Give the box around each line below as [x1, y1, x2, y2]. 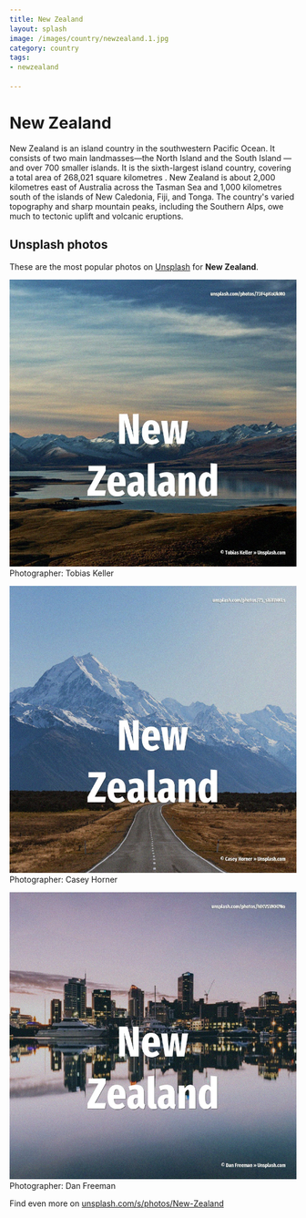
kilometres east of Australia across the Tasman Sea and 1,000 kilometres [9, 181, 282, 192]
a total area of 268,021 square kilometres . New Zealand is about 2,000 [9, 171, 276, 182]
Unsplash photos [9, 237, 108, 252]
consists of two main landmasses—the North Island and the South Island [9, 152, 282, 163]
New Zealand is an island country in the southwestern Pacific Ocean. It [9, 142, 276, 154]
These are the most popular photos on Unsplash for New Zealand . [9, 261, 260, 272]
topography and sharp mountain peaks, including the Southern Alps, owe [9, 200, 284, 211]
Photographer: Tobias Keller [9, 568, 115, 578]
